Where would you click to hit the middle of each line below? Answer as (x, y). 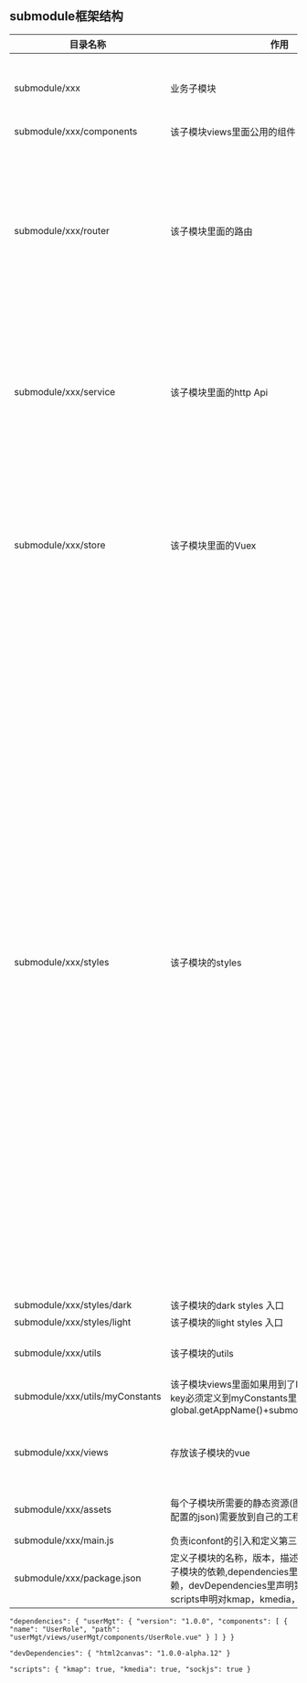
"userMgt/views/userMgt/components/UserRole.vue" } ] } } (122, 1637)
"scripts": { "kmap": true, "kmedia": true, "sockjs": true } (130, 1669)
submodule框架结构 (66, 16)
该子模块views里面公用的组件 (233, 132)
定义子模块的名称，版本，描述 (234, 1558)
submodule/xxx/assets (63, 1509)
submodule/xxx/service (65, 391)
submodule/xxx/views (61, 1452)
